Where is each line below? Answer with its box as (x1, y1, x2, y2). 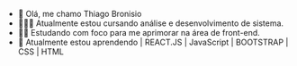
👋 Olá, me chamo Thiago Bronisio (17, 9, 142, 19)
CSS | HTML (17, 46, 65, 57)
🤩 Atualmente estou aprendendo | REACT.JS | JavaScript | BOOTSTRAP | (17, 37, 289, 47)
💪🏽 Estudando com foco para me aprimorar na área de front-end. (17, 28, 261, 37)
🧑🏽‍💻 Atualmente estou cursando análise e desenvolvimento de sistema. (17, 18, 284, 29)
